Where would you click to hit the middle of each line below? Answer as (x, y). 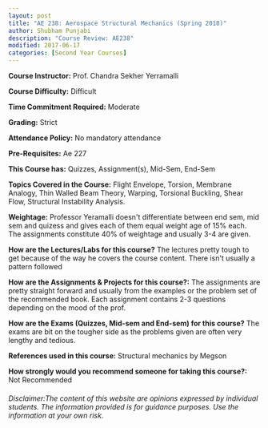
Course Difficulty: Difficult (52, 91)
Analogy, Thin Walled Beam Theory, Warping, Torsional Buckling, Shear (126, 193)
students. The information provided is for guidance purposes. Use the (124, 406)
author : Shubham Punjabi (50, 30)
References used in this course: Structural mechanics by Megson (118, 356)
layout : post (30, 16)
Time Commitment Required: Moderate (74, 107)
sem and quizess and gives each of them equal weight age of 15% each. (128, 226)
